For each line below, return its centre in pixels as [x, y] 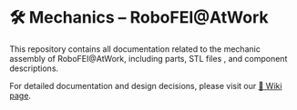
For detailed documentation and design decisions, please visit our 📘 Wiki [146, 85]
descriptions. [34, 68]
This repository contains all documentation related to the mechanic [135, 49]
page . [20, 95]
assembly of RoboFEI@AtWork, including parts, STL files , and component [148, 58]
